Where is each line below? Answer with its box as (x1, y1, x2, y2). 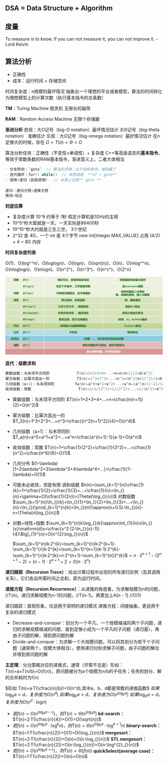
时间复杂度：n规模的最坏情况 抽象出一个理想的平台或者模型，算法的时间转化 (5, 88, 162, 94)
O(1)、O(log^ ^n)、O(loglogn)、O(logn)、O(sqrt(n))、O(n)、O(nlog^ (5, 260, 142, 266)
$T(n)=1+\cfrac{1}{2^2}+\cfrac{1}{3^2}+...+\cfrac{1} (44, 445, 151, 451)
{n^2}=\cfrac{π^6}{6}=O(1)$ (12, 450, 70, 456)
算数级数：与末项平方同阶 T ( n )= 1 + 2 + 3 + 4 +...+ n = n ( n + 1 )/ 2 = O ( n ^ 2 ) (5, 371, 153, 376)
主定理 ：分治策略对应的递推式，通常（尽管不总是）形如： (5, 662, 123, 668)
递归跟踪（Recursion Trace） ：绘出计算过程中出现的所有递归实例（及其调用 (5, 569, 161, 575)
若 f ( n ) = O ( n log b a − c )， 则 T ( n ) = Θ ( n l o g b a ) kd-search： (12, 710, 125, 717)
